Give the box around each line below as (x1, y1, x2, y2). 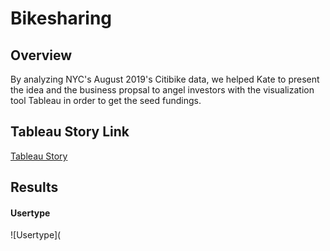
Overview (10, 47, 73, 64)
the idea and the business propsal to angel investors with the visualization (10, 84, 315, 96)
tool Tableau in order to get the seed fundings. (10, 95, 202, 106)
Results (10, 179, 59, 196)
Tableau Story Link (10, 123, 130, 141)
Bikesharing (10, 7, 113, 30)
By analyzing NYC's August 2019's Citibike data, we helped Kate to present (10, 73, 320, 85)
